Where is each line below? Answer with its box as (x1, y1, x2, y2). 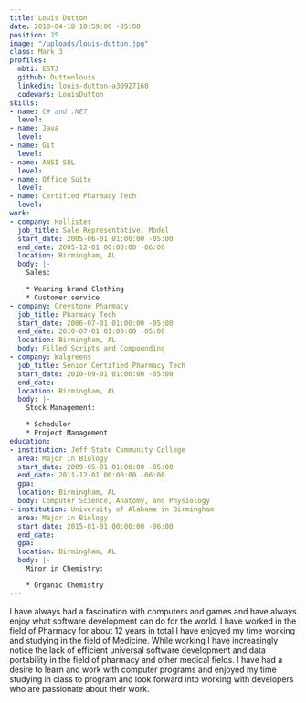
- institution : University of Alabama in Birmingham (9, 504, 215, 514)
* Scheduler (26, 420, 71, 429)
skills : (9, 98, 39, 108)
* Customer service (26, 293, 100, 302)
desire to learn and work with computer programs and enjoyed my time (9, 664, 277, 675)
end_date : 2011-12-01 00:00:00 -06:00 (17, 471, 166, 480)
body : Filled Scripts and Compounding (17, 344, 166, 353)
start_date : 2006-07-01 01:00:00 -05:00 (17, 319, 174, 328)
